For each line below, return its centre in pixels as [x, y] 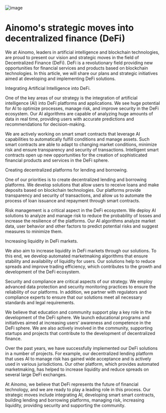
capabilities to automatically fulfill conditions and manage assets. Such [77, 139]
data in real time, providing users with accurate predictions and [70, 119]
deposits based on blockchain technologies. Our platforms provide [73, 190]
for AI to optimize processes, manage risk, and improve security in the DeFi [82, 108]
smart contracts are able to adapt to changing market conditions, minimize [81, 144]
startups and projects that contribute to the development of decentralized [80, 333]
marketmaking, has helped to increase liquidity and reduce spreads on [77, 369]
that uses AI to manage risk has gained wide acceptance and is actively [78, 359]
